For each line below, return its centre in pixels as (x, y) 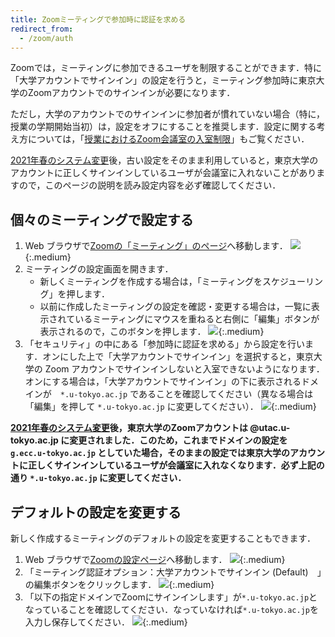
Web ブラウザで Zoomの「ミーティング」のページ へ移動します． (156, 246)
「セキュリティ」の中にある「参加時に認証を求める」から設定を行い (164, 344)
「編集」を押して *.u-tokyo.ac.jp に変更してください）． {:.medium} (170, 407)
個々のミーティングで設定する (102, 219)
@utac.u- (270, 428)
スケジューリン (292, 282)
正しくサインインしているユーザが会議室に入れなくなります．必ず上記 (172, 465)
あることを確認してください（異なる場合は (226, 394)
